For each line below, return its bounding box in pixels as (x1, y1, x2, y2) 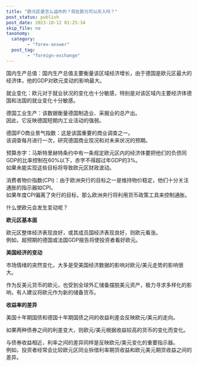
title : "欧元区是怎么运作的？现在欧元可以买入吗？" (6, 8, 118, 15)
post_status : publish (6, 14, 60, 20)
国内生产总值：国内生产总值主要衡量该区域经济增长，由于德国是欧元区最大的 (6, 69, 192, 77)
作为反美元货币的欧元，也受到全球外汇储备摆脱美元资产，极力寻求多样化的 (6, 281, 187, 288)
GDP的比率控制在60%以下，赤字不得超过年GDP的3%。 (6, 156, 141, 164)
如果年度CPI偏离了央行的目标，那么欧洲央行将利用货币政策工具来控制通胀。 (6, 191, 190, 198)
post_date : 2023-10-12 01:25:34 (6, 19, 85, 25)
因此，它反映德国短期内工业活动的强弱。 (6, 116, 104, 124)
